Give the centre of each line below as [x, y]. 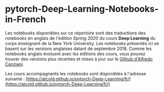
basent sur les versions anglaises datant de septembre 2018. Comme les [79, 48]
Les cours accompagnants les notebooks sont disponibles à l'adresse [76, 73]
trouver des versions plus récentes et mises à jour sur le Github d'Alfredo [79, 59]
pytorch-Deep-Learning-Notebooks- [82, 9]
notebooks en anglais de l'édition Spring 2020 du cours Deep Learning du [80, 38]
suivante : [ [16, 79]
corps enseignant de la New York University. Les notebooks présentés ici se [82, 43]
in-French [26, 19]
